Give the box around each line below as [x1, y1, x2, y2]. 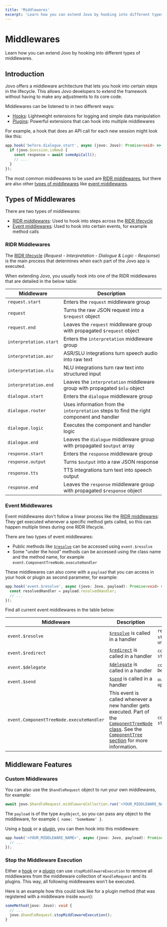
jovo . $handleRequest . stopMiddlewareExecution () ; [9, 913, 112, 918]
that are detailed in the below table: [5, 278, 78, 284]
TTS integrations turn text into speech [63, 466, 152, 473]
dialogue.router [7, 408, 46, 413]
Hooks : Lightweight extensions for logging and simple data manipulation [12, 113, 161, 119]
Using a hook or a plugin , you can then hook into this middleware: [5, 826, 140, 832]
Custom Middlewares [5, 775, 58, 782]
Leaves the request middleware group [63, 321, 152, 328]
